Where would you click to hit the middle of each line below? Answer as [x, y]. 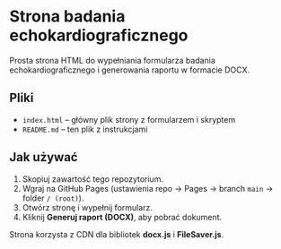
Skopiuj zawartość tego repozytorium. [93, 179]
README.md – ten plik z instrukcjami [85, 129]
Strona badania [67, 17]
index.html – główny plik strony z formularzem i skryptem [129, 119]
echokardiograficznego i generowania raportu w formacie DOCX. [129, 70]
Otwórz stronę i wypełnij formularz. [87, 207]
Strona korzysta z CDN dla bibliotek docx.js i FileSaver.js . [117, 234]
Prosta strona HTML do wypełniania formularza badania [112, 60]
